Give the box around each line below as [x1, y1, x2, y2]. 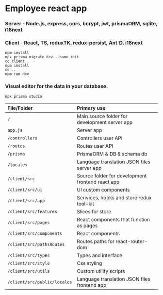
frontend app [77, 281, 107, 288]
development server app [77, 119, 133, 125]
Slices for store [77, 208, 112, 215]
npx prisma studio [5, 94, 42, 99]
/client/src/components [7, 230, 63, 236]
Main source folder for [77, 113, 128, 120]
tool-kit [77, 200, 95, 207]
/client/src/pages [7, 220, 50, 225]
